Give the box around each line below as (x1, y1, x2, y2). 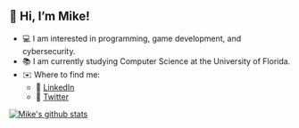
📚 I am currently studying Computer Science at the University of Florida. (21, 55, 291, 67)
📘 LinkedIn (35, 82, 75, 92)
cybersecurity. (21, 45, 76, 56)
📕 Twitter (35, 91, 70, 102)
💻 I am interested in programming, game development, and (21, 33, 242, 44)
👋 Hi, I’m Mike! (9, 9, 91, 24)
